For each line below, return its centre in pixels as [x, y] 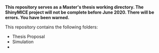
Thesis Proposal [28, 37]
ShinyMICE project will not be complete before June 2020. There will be [80, 12]
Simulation [23, 42]
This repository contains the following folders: [52, 27]
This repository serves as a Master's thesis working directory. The [74, 7]
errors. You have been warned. [37, 17]
